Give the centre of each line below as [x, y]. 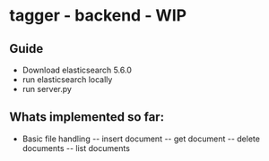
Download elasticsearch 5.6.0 [77, 70]
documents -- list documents [76, 148]
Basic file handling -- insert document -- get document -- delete [141, 139]
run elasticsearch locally [67, 80]
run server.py [47, 89]
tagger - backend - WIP [98, 16]
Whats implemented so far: [87, 117]
